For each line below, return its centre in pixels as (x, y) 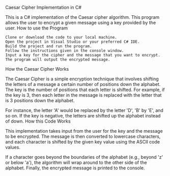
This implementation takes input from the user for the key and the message (84, 131)
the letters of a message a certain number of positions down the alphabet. (83, 84)
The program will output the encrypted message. (58, 60)
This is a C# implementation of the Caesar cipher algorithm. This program (82, 17)
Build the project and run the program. (49, 46)
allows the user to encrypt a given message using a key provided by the (81, 23)
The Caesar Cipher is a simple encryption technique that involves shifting (82, 79)
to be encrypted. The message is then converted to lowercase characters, (83, 136)
